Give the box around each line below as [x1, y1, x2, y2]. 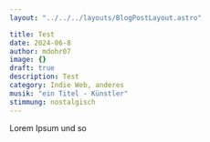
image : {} [9, 56, 47, 65]
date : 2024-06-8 [9, 38, 71, 47]
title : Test [9, 29, 55, 39]
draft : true [9, 64, 55, 73]
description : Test [9, 72, 79, 82]
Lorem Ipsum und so [9, 122, 87, 133]
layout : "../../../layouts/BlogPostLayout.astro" [9, 13, 203, 23]
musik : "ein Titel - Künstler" [9, 88, 129, 98]
